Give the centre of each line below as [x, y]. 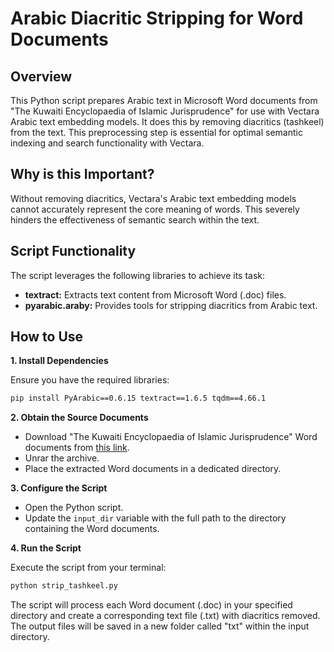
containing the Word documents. [92, 529]
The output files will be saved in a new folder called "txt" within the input [160, 626]
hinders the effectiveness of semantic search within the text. [135, 219]
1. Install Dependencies [59, 361]
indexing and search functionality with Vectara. [107, 143]
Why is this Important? [82, 174]
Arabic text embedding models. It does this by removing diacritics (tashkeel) [167, 121]
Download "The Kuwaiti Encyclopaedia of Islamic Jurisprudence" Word [171, 437]
